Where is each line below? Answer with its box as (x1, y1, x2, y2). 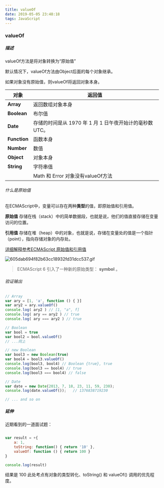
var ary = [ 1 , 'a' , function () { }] (5, 298, 82, 303)
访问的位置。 (5, 220, 31, 225)
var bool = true (5, 330, 38, 335)
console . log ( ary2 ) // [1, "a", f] (5, 307, 80, 312)
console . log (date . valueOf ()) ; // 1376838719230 (5, 388, 108, 393)
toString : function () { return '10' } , (14, 445, 95, 449)
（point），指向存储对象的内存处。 (5, 236, 73, 242)
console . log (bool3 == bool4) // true (5, 366, 82, 371)
